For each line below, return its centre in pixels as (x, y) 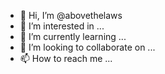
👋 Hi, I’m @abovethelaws (71, 15)
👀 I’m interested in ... (62, 26)
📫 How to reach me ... (66, 58)
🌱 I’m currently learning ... (73, 36)
